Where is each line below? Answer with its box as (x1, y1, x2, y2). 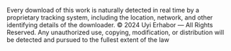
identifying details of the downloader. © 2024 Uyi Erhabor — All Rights (6, 21, 213, 29)
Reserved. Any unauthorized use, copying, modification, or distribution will (6, 28, 225, 36)
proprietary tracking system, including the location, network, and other (6, 13, 213, 22)
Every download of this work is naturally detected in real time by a (6, 6, 200, 14)
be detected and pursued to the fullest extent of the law (6, 36, 169, 44)
